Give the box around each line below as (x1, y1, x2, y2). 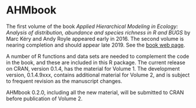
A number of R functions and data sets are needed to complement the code (6, 53, 190, 60)
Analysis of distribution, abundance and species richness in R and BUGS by (6, 29, 191, 36)
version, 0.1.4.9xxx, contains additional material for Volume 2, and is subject (6, 71, 190, 78)
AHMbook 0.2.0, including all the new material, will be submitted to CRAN (6, 89, 184, 96)
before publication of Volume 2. (6, 95, 83, 102)
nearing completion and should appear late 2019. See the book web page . (6, 41, 185, 48)
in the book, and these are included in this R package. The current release (6, 59, 185, 66)
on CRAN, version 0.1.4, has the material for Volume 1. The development (6, 65, 180, 72)
